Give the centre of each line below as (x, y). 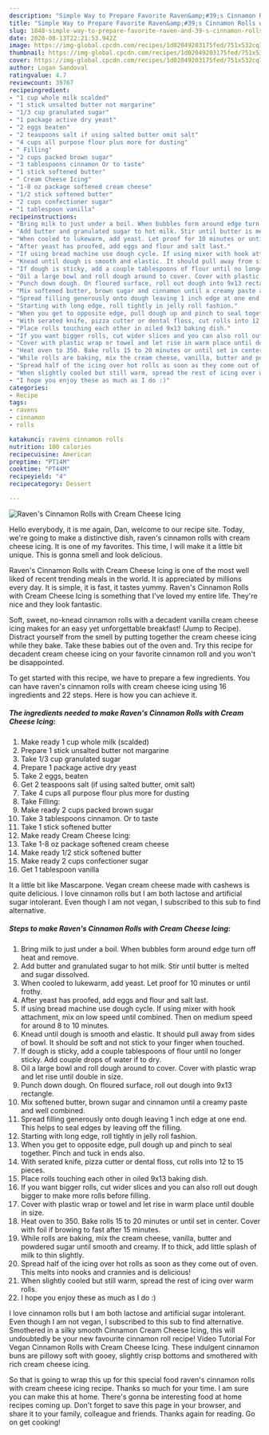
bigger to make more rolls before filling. (85, 1195)
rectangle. (37, 1093)
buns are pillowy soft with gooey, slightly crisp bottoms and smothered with (133, 1355)
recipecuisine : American (50, 454)
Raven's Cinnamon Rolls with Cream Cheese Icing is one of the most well (129, 570)
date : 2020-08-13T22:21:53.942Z (63, 38)
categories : (29, 388)
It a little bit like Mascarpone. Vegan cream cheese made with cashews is (130, 884)
